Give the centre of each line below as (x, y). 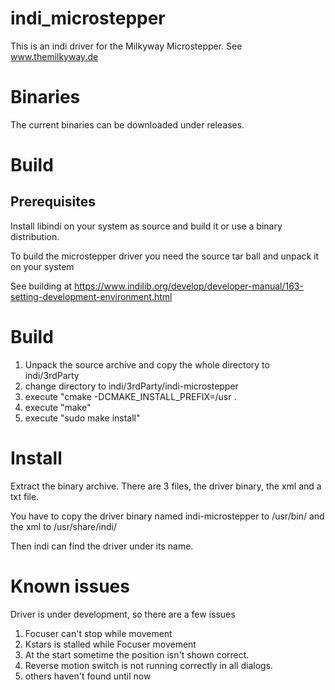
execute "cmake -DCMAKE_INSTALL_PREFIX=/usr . (130, 396)
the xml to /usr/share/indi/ (63, 526)
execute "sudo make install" (82, 418)
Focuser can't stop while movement (98, 633)
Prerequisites (53, 202)
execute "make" (58, 407)
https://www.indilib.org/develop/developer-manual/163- (189, 286)
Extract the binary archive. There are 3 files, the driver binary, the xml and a (166, 486)
